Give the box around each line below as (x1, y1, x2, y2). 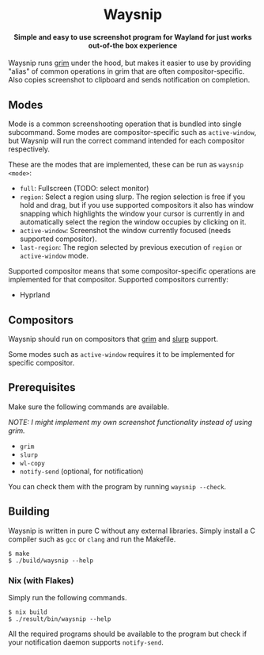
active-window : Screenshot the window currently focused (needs (19, 226, 232, 236)
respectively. (8, 144, 50, 154)
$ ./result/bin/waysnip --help (8, 615, 111, 623)
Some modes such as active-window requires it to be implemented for (8, 350, 235, 359)
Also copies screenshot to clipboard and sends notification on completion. (8, 75, 251, 85)
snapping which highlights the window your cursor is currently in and (19, 209, 245, 219)
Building (8, 505, 50, 519)
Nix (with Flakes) (8, 575, 74, 586)
